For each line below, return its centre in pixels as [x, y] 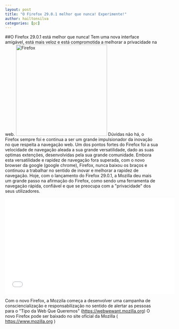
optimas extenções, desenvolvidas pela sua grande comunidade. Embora [78, 155]
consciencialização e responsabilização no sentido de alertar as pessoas [78, 306]
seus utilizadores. [23, 191]
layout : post [18, 9]
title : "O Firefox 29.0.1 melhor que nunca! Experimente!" [66, 14]
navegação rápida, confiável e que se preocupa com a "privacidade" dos [78, 186]
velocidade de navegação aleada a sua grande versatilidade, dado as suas [80, 150]
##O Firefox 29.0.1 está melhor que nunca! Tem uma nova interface [72, 37]
